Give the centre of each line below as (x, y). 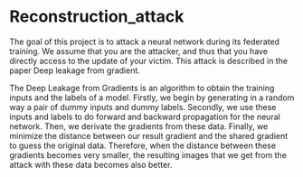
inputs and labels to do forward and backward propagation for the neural (145, 116)
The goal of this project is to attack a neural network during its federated (145, 42)
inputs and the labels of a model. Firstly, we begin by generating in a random (152, 98)
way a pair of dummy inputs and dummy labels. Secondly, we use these (143, 107)
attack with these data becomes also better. (91, 164)
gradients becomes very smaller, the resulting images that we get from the (148, 154)
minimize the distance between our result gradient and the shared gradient (149, 135)
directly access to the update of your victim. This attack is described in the (148, 61)
